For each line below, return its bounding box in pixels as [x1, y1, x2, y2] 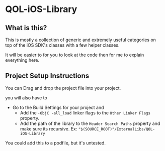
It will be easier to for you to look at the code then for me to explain [5, 52, 144, 58]
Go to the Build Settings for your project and [12, 104, 104, 110]
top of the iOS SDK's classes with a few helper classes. [5, 42, 120, 48]
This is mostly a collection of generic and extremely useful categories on [5, 37, 156, 43]
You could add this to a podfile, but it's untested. [5, 139, 106, 146]
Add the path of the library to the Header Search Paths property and [20, 120, 160, 126]
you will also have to [5, 94, 48, 101]
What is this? [5, 24, 47, 32]
